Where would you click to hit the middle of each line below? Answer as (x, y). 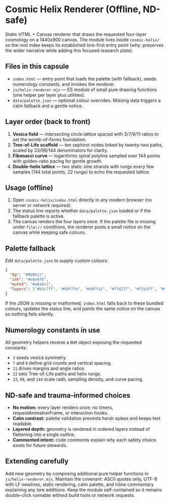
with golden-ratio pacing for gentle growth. (57, 161)
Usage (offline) (29, 187)
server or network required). (42, 205)
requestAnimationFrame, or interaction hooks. (60, 413)
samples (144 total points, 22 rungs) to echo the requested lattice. (81, 172)
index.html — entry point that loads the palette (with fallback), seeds (84, 79)
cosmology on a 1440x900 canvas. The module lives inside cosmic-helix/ (82, 40)
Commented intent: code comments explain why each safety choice (84, 440)
